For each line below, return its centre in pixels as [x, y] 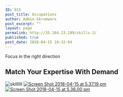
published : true [22, 38]
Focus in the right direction [33, 56]
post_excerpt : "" [23, 24]
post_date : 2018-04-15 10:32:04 [39, 42]
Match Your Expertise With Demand [62, 72]
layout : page [19, 28]
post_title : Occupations [31, 14]
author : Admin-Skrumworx [31, 19]
